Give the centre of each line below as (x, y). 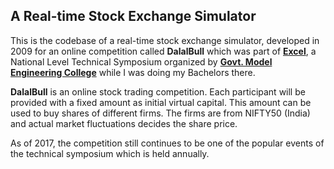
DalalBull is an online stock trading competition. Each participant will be (158, 91)
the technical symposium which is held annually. (110, 153)
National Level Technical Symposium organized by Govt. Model (141, 61)
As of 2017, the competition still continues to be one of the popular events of (167, 143)
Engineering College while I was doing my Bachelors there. (133, 72)
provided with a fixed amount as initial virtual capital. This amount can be (161, 102)
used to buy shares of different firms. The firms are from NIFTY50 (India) (160, 113)
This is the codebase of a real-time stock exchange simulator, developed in (165, 40)
